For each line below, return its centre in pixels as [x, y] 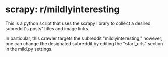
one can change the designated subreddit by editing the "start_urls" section [84, 43]
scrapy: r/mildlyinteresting [62, 9]
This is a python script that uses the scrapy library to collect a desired [78, 23]
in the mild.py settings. [29, 49]
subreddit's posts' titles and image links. [47, 28]
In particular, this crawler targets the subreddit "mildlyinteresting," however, [84, 38]
